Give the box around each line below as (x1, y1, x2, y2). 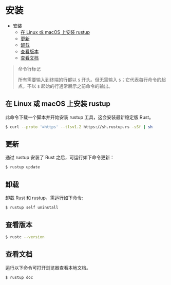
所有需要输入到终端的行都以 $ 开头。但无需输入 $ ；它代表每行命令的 (17, 77, 162, 83)
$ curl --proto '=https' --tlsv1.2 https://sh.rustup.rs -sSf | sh (5, 124, 153, 129)
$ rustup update (5, 165, 40, 170)
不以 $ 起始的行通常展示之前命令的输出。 (27, 83, 113, 89)
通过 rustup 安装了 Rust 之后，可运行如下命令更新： (5, 155, 115, 161)
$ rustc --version (5, 234, 45, 239)
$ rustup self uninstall (5, 205, 59, 211)
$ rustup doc (5, 275, 33, 280)
